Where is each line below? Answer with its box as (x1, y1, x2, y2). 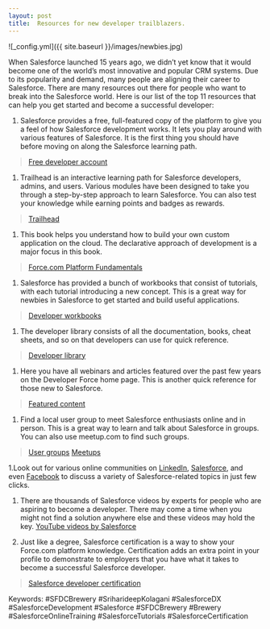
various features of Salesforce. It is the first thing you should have (19, 132, 239, 142)
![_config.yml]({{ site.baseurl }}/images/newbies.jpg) (8, 41, 184, 51)
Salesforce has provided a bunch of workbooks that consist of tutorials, (19, 277, 258, 287)
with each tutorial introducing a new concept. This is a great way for (19, 286, 247, 296)
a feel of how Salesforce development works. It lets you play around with (19, 124, 262, 134)
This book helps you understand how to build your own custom (19, 229, 230, 239)
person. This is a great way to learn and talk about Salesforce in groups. (19, 423, 260, 432)
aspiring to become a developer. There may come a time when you (19, 504, 243, 514)
